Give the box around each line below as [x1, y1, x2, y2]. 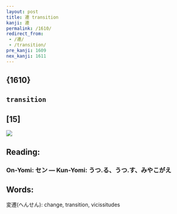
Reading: [6, 147, 40, 157]
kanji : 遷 [6, 20, 30, 26]
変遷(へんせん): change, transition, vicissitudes [6, 201, 121, 209]
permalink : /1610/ [6, 25, 52, 32]
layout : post [6, 8, 39, 15]
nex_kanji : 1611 [6, 53, 46, 59]
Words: [6, 184, 34, 194]
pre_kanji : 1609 [6, 48, 46, 54]
